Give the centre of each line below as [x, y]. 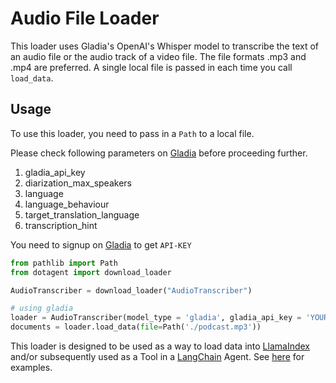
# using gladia [42, 308]
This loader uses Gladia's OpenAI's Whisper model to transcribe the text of [165, 46]
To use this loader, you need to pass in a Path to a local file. [132, 133]
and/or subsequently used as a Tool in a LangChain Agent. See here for [157, 356]
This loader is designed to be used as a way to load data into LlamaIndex [160, 346]
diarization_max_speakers [78, 183]
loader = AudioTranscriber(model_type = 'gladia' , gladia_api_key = [156, 318]
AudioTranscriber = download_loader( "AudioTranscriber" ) [131, 290]
